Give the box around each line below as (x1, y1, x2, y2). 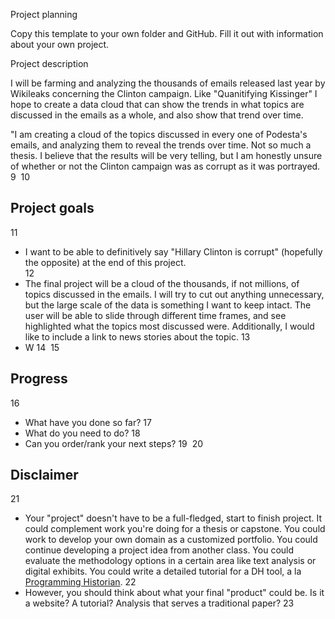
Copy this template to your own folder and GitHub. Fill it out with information (10, 28, 324, 39)
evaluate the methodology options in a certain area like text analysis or (24, 555, 317, 567)
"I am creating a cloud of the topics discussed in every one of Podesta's (10, 129, 308, 140)
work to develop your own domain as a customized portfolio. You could (24, 534, 318, 546)
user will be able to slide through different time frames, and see (24, 309, 287, 321)
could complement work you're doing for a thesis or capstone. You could (24, 523, 326, 535)
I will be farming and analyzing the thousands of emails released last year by (10, 77, 326, 89)
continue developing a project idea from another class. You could (24, 544, 295, 556)
